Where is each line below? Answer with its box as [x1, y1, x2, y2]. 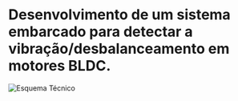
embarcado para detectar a [8, 22, 194, 41]
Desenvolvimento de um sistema [8, 6, 231, 24]
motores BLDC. [8, 57, 111, 75]
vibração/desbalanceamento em [8, 40, 230, 58]
